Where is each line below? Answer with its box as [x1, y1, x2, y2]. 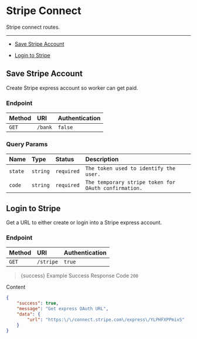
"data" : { [16, 311, 41, 317]
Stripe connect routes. [6, 23, 60, 30]
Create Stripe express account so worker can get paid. [6, 84, 138, 91]
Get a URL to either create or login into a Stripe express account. [6, 219, 162, 226]
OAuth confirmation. [85, 185, 142, 192]
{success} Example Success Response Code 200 [20, 272, 139, 279]
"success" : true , [16, 300, 59, 306]
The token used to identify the [85, 165, 176, 172]
